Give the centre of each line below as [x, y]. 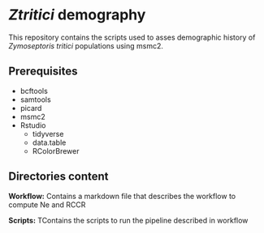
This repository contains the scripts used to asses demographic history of [132, 37]
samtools [35, 100]
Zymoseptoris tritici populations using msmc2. [86, 45]
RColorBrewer [56, 150]
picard [31, 108]
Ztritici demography [77, 15]
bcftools [34, 91]
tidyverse [48, 133]
